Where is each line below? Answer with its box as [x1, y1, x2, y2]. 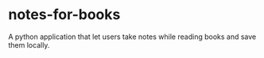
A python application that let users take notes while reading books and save [8, 32, 257, 41]
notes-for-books [8, 6, 121, 24]
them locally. [8, 40, 50, 49]
